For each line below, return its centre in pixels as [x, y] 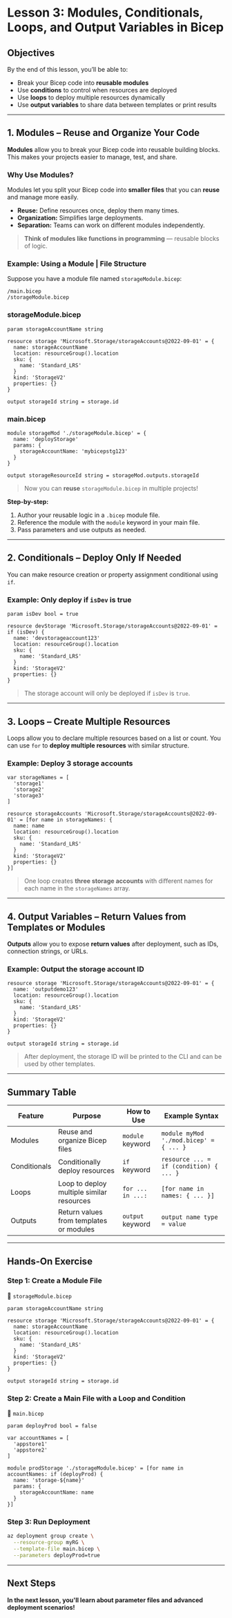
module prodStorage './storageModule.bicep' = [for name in [96, 1468]
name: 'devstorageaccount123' [57, 639]
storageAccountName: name [57, 1492]
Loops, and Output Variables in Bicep [116, 27]
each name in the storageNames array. [77, 888]
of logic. [36, 246]
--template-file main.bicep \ [57, 1549]
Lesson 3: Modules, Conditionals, [105, 13]
